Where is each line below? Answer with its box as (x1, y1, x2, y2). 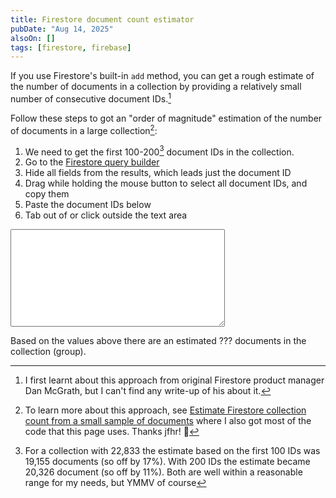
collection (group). (10, 346, 87, 358)
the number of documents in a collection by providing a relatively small (10, 81, 302, 93)
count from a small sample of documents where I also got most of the (24, 415, 312, 427)
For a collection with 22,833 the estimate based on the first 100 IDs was (24, 445, 321, 457)
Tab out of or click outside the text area (24, 209, 188, 221)
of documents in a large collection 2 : (10, 122, 158, 136)
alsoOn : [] (10, 33, 56, 43)
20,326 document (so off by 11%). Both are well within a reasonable (24, 466, 303, 478)
